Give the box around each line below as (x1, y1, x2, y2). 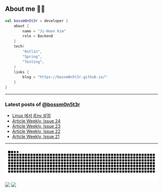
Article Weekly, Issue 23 (12, 123, 61, 129)
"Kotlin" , (22, 49, 42, 54)
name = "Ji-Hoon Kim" (22, 29, 66, 34)
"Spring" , (22, 54, 42, 59)
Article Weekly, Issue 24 (12, 118, 61, 124)
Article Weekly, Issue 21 (12, 134, 60, 140)
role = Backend (22, 34, 53, 39)
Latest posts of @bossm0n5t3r (5, 101, 81, 107)
